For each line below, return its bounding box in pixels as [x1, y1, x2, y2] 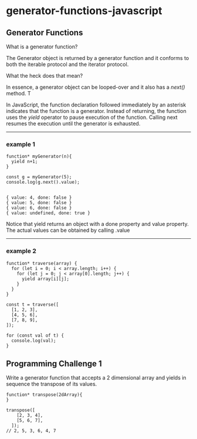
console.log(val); [11, 337, 57, 344]
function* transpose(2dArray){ [6, 392, 83, 398]
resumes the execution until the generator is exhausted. [6, 120, 141, 127]
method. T [6, 90, 31, 97]
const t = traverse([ [6, 301, 59, 307]
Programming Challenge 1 [6, 358, 103, 368]
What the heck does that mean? [6, 72, 83, 79]
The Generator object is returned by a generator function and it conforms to [6, 55, 189, 61]
